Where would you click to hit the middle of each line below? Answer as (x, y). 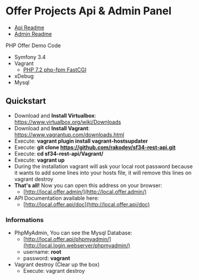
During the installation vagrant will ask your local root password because (103, 166)
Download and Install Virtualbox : (55, 115)
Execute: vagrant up (39, 160)
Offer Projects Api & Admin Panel (89, 11)
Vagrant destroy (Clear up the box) (57, 264)
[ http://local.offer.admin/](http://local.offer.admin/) (85, 192)
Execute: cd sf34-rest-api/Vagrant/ (59, 153)
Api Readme (29, 27)
